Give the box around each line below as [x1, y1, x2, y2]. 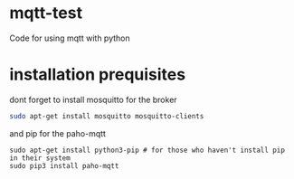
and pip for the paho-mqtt [9, 127, 107, 138]
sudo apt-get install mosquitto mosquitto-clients [9, 111, 204, 120]
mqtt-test [9, 3, 83, 24]
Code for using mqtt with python [9, 33, 130, 43]
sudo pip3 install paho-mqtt [9, 161, 119, 170]
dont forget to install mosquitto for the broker [9, 94, 178, 105]
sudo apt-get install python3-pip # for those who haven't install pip [9, 146, 285, 155]
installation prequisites [9, 64, 186, 85]
